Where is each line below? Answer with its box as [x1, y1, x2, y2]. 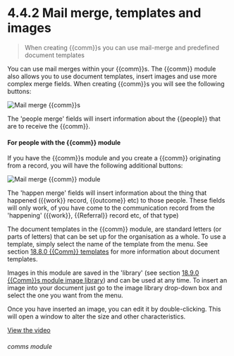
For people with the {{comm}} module [7, 138, 121, 146]
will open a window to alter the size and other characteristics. [7, 312, 186, 321]
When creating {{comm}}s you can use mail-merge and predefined [24, 43, 220, 52]
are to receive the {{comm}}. [7, 121, 90, 130]
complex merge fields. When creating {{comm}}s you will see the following [7, 79, 225, 88]
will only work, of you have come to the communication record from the [7, 203, 215, 213]
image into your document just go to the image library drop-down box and [7, 284, 223, 292]
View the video [7, 326, 51, 335]
